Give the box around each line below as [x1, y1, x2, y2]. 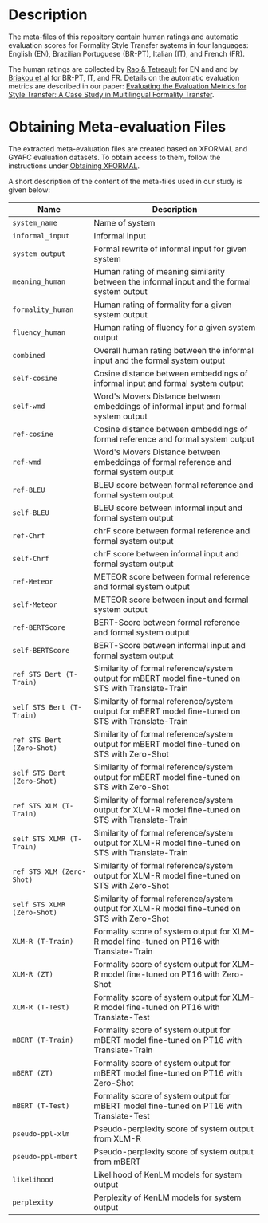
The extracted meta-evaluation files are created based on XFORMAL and [8, 144, 248, 153]
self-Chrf [12, 554, 49, 563]
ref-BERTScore [12, 623, 66, 631]
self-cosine [12, 373, 58, 383]
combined [12, 351, 45, 360]
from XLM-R [93, 1133, 142, 1144]
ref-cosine [12, 429, 53, 438]
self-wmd [12, 401, 45, 411]
